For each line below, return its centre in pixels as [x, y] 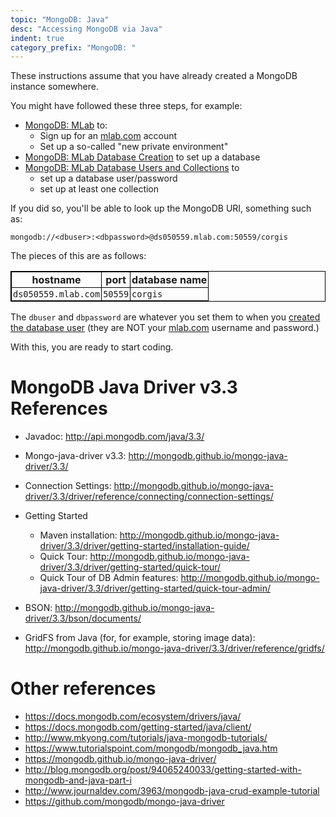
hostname [56, 280]
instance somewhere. [55, 87]
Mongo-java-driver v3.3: [75, 456]
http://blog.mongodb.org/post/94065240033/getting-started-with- [163, 770]
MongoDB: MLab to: [66, 125]
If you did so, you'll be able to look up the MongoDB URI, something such [161, 208]
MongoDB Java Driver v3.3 [124, 387]
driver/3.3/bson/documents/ [83, 618]
